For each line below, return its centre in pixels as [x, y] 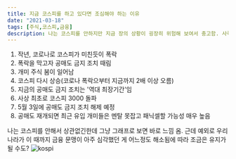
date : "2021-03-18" [36, 20]
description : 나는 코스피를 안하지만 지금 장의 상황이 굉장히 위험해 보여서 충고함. [113, 33]
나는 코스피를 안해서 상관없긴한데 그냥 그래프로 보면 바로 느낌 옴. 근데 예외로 [111, 131]
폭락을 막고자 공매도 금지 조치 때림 [64, 63]
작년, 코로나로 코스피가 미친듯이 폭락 [67, 54]
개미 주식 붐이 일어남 [46, 72]
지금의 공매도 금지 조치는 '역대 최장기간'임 [74, 89]
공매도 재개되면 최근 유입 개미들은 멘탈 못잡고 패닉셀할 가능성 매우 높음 [114, 116]
